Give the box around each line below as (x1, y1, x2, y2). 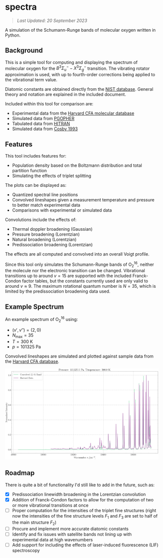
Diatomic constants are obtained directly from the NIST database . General (5, 86, 153, 92)
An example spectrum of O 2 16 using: (5, 316, 78, 323)
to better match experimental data (12, 202, 80, 208)
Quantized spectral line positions (12, 192, 78, 198)
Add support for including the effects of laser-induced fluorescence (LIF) (12, 542, 159, 548)
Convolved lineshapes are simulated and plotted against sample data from (5, 353, 154, 359)
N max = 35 (12, 332, 34, 339)
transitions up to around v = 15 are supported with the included (5, 273, 132, 279)
